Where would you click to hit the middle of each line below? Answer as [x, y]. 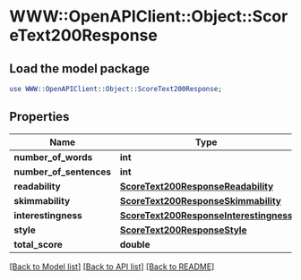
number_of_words [53, 157]
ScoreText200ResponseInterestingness [206, 215]
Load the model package [80, 68]
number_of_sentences [63, 172]
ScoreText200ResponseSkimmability [201, 200]
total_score [38, 244]
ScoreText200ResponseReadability [197, 186]
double [135, 244]
